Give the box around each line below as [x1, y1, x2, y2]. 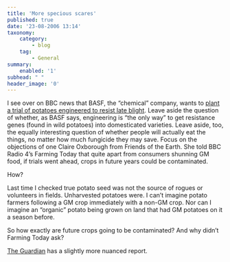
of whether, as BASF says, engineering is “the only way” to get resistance [7, 114, 216, 122]
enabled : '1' [19, 67, 57, 74]
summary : [7, 61, 32, 68]
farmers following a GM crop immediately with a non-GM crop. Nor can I [7, 198, 211, 206]
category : [19, 36, 48, 43]
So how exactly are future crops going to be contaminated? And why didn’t [7, 226, 219, 235]
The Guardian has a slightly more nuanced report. [7, 247, 148, 255]
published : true [7, 16, 54, 23]
